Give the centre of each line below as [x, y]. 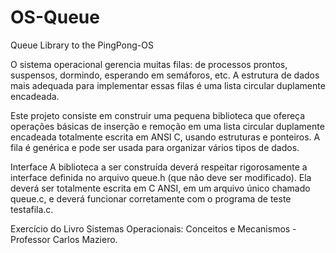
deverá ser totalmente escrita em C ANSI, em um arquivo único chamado [160, 188]
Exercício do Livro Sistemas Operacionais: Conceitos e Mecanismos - [153, 228]
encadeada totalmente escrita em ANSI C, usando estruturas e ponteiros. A [165, 137]
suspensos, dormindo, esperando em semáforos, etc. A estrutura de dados [165, 75]
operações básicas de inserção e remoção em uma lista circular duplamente [167, 126]
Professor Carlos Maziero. [64, 239]
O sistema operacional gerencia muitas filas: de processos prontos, [149, 64]
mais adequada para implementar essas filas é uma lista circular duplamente [168, 85]
